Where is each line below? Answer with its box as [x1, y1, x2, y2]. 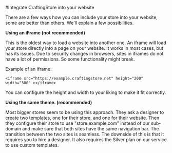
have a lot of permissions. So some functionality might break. [5, 56, 135, 62]
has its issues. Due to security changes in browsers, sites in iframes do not [5, 51, 164, 56]
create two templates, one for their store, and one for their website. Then [5, 115, 160, 121]
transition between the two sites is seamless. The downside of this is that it [5, 131, 164, 137]
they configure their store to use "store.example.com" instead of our [5, 120, 150, 126]
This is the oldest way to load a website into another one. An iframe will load [5, 40, 167, 46]
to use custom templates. [5, 142, 59, 148]
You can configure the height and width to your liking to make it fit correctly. [5, 89, 166, 95]
